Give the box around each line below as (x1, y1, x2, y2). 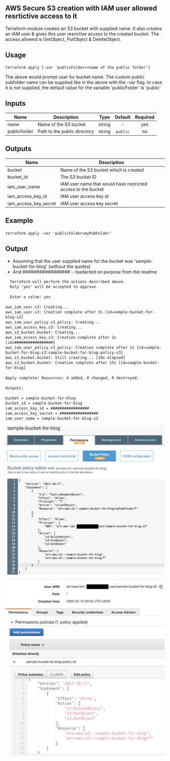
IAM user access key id (60, 193, 109, 199)
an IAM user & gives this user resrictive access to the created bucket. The (5, 30, 159, 37)
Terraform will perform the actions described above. (10, 279, 125, 284)
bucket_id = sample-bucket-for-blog (5, 400, 82, 406)
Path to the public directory (37, 129, 95, 135)
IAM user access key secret (60, 200, 118, 207)
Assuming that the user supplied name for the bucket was (12, 258, 133, 264)
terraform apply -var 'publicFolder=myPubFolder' (5, 230, 112, 236)
